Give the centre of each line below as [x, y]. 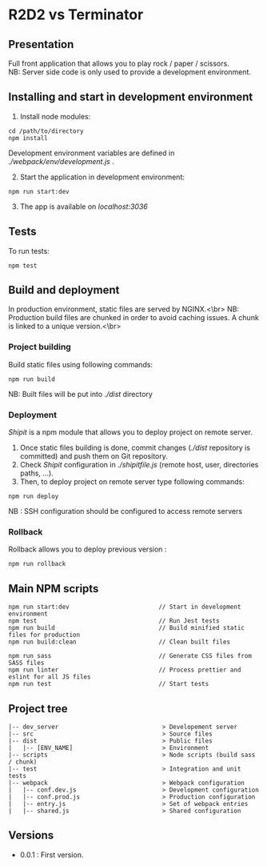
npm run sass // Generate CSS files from [130, 656]
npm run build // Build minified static [127, 628]
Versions [31, 835]
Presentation [41, 44]
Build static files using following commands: [81, 364]
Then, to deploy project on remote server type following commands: [132, 482]
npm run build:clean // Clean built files [119, 642]
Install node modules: [55, 116]
